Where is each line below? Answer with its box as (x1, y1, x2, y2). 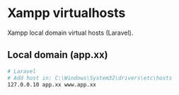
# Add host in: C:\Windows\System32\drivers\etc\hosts (7, 74, 173, 82)
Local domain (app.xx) (7, 49, 108, 61)
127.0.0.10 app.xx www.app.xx (7, 81, 97, 88)
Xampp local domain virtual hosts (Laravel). (7, 28, 134, 37)
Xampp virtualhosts (7, 5, 126, 21)
